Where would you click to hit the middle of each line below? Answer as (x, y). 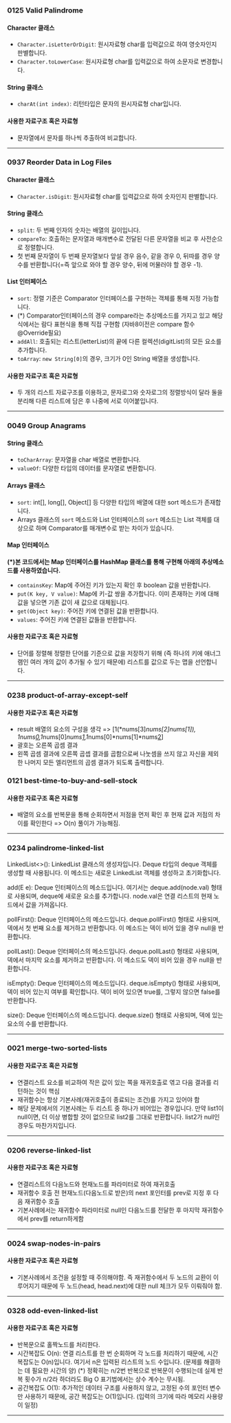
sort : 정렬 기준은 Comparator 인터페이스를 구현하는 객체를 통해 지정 (109, 298)
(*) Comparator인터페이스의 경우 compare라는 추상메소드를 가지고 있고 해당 (120, 315)
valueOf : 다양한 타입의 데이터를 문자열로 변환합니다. (87, 469)
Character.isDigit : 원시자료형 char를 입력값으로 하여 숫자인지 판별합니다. (117, 196)
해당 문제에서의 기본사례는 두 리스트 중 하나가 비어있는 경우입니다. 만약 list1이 (120, 1108)
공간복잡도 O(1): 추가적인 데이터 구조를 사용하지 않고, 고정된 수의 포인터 (112, 1388)
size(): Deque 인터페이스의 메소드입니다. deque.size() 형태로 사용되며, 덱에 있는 (115, 1015)
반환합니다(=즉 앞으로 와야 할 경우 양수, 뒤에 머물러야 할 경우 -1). (116, 264)
